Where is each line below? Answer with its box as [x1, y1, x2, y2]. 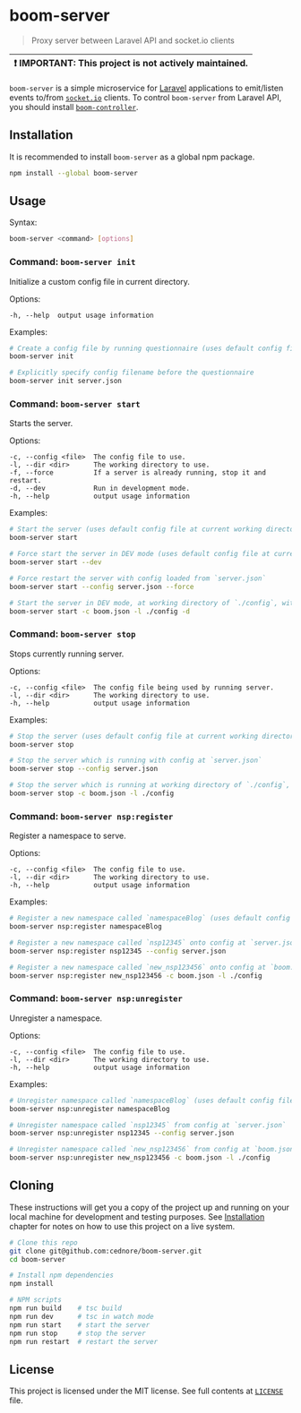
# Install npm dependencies [9, 1271, 115, 1280]
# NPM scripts [9, 1296, 63, 1305]
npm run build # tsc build [9, 1304, 123, 1313]
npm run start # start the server [9, 1320, 150, 1330]
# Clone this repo [9, 1237, 78, 1247]
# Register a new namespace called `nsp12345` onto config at [9, 938, 246, 947]
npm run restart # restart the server [9, 1337, 159, 1346]
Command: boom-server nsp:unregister [9, 992, 184, 1005]
